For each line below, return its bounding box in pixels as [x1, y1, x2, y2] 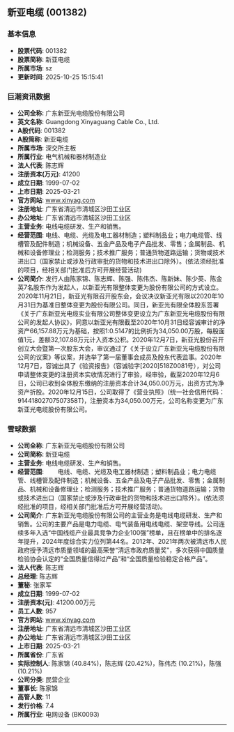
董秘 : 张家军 [17, 581, 52, 589]
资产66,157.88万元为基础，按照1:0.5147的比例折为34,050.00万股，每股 [17, 326, 219, 335]
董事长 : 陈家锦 [17, 684, 58, 692]
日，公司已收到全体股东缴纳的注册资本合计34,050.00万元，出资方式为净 [17, 379, 224, 387]
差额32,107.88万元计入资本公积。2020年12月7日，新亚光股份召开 [38, 335, 224, 344]
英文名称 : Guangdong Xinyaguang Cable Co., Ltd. [17, 117, 159, 125]
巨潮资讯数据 [7, 91, 51, 101]
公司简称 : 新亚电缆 [17, 450, 70, 459]
